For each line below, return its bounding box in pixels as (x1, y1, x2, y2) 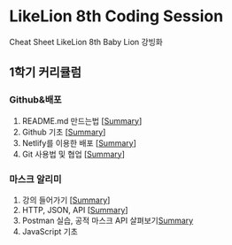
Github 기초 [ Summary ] (21, 126, 106, 137)
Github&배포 (9, 94, 62, 106)
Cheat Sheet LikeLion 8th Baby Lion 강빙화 (9, 36, 164, 47)
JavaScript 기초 (21, 226, 78, 236)
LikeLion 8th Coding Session (9, 6, 224, 27)
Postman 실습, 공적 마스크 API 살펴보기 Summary (21, 215, 194, 226)
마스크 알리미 (9, 172, 62, 185)
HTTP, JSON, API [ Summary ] (21, 204, 128, 215)
